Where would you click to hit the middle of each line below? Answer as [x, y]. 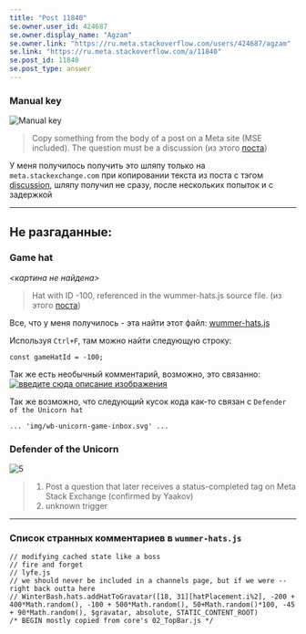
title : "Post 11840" [49, 18]
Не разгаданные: [61, 232]
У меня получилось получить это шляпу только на [107, 166]
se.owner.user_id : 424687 [58, 26]
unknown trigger [76, 506]
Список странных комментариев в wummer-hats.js [126, 538]
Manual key [36, 100]
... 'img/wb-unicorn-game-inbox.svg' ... [89, 426]
